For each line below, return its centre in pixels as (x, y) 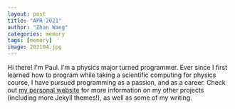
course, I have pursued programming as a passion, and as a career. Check (116, 82)
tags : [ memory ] (30, 41)
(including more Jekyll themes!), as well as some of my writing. (100, 98)
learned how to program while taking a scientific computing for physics (112, 75)
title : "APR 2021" (35, 21)
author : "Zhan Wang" (38, 27)
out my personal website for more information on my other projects (106, 90)
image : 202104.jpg (35, 47)
